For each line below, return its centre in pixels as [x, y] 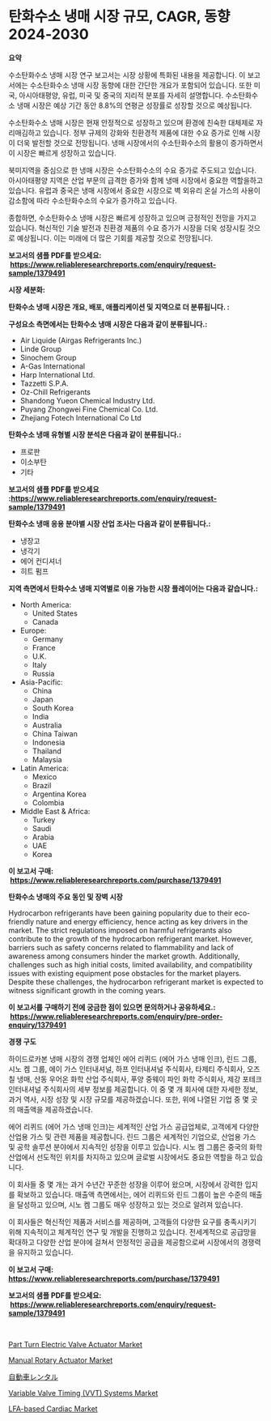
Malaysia [47, 759]
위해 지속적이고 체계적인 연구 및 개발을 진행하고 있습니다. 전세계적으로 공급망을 [133, 1231]
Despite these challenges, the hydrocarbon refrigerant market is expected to [136, 982]
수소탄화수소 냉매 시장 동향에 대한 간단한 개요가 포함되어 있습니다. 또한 [141, 85]
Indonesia [49, 742]
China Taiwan [55, 733]
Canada [45, 621]
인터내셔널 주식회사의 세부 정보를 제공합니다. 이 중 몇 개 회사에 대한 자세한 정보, [133, 1089]
